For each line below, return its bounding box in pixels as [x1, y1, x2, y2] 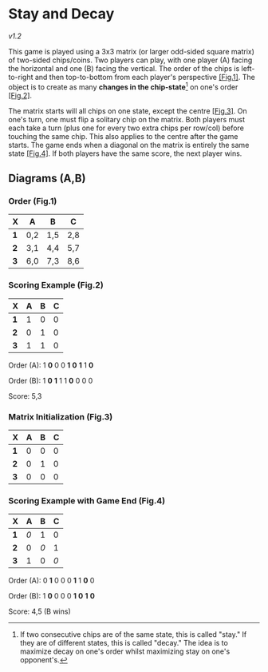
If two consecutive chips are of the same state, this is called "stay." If [19, 630, 247, 639]
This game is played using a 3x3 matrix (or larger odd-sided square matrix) [8, 46, 255, 56]
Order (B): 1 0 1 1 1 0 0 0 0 [8, 376, 93, 385]
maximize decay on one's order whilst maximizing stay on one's [19, 646, 231, 656]
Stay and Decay [8, 5, 115, 23]
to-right [8, 72, 33, 82]
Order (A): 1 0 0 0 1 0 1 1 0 [8, 360, 94, 370]
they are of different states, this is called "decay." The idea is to [19, 638, 229, 648]
